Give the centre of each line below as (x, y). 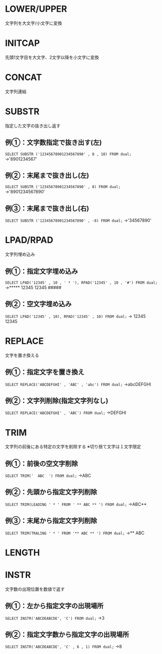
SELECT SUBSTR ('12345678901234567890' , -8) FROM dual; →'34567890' (78, 220)
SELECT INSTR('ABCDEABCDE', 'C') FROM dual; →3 (55, 618)
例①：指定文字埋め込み (42, 271)
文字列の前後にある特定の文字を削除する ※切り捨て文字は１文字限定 (73, 447)
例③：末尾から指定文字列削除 (51, 521)
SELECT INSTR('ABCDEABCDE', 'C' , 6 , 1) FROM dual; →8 (63, 647)
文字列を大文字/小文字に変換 (34, 23)
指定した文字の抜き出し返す (33, 126)
